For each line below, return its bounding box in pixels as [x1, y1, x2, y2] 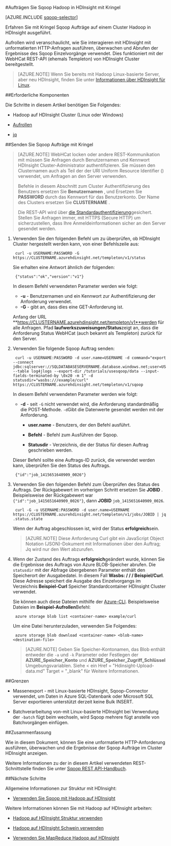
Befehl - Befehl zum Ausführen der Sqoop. [28, 432, 118, 438]
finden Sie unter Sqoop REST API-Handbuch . [32, 766, 127, 771]
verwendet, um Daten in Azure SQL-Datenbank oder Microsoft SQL [12, 693, 154, 699]
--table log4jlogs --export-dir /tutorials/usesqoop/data [12, 369, 139, 374]
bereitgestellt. [5, 61, 35, 67]
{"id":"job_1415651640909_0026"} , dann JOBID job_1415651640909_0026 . [12, 498, 165, 503]
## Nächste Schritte [5, 775, 46, 782]
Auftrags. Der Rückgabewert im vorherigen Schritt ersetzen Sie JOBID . [12, 487, 163, 493]
